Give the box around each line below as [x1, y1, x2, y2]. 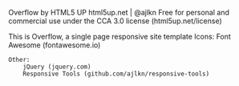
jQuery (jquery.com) [22, 63, 91, 71]
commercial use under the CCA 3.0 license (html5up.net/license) [8, 16, 222, 26]
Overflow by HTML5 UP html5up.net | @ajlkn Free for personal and [8, 8, 230, 17]
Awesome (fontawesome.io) [8, 40, 101, 50]
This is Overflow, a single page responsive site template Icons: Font [8, 32, 231, 41]
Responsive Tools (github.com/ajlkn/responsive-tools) [22, 70, 210, 78]
